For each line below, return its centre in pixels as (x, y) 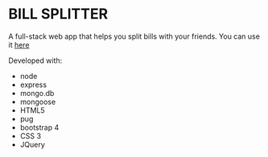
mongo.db (37, 93)
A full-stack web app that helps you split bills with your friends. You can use (134, 36)
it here (19, 44)
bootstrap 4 (39, 127)
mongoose (38, 101)
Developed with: (35, 60)
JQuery (33, 144)
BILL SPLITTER (58, 14)
